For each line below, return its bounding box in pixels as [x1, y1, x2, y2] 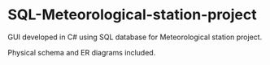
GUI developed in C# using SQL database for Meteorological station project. [7, 32, 263, 42]
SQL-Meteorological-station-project [7, 6, 257, 24]
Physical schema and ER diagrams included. [7, 47, 156, 57]
